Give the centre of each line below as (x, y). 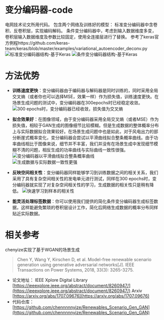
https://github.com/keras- (44, 43)
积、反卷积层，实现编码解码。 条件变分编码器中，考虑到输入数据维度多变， (81, 30)
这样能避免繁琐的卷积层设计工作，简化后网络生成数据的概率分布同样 (89, 207)
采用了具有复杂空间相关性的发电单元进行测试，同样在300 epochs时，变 (84, 178)
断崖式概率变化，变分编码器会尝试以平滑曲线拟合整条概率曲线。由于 (85, 137)
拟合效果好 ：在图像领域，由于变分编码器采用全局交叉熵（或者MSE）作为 (85, 119)
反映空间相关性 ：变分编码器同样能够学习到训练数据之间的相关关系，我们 (85, 172)
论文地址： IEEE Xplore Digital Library (50, 280)
